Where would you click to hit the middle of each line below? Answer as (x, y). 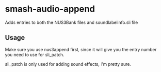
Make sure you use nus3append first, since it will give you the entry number (81, 49)
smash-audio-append (50, 9)
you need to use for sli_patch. (35, 54)
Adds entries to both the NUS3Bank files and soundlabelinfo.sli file (72, 22)
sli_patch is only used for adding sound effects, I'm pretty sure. (68, 64)
